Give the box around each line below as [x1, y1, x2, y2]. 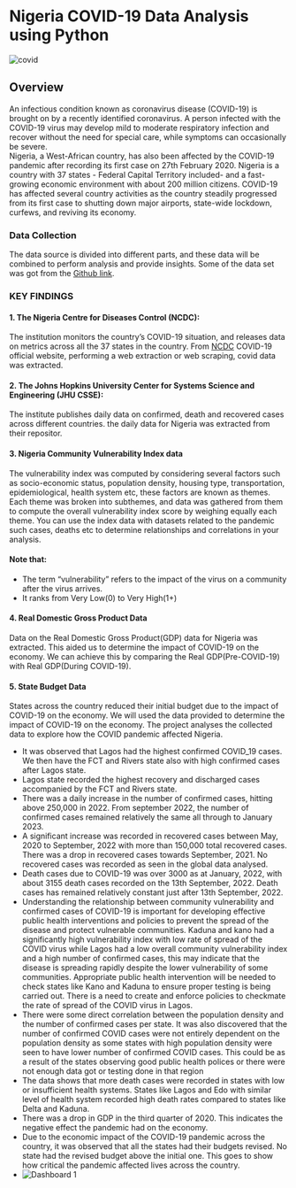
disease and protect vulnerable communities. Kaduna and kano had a [21, 925, 275, 936]
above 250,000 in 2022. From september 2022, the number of [21, 803, 249, 814]
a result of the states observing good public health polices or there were [21, 1056, 285, 1068]
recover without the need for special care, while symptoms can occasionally [9, 131, 287, 143]
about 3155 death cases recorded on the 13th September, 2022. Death [21, 878, 278, 889]
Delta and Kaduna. [21, 1104, 90, 1115]
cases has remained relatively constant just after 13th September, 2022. [21, 887, 284, 898]
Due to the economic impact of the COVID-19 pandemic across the [21, 1131, 265, 1143]
